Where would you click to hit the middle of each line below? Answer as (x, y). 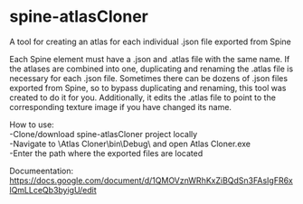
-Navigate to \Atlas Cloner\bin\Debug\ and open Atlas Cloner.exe (130, 144)
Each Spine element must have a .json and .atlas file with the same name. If (150, 59)
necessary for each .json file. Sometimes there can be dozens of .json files (148, 78)
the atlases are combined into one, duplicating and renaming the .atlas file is (151, 69)
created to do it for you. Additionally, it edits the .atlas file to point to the (142, 97)
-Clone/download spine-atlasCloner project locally (104, 134)
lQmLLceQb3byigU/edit (53, 190)
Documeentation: (42, 171)
